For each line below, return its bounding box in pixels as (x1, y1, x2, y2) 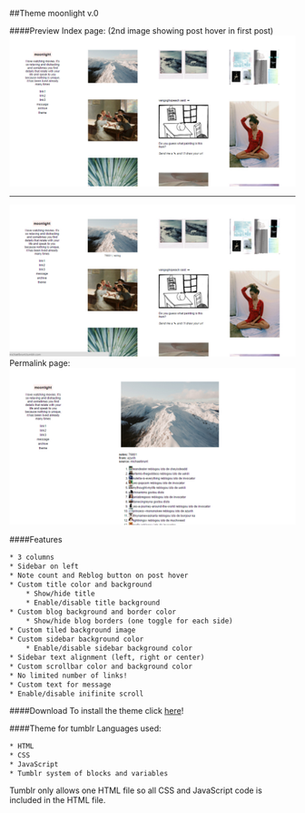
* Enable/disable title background (25, 598, 161, 607)
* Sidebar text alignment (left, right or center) (9, 653, 205, 662)
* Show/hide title (25, 589, 95, 598)
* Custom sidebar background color (9, 635, 144, 644)
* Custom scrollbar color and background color (9, 662, 193, 671)
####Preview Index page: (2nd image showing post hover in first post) (9, 25, 274, 36)
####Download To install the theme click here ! (9, 705, 184, 716)
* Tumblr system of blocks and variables (9, 768, 169, 777)
